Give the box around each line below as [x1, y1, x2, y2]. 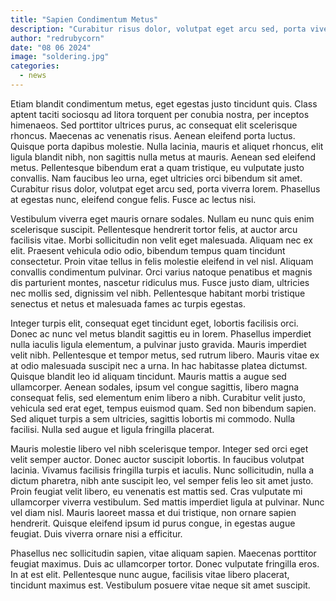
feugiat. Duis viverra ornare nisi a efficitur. [10, 527, 183, 540]
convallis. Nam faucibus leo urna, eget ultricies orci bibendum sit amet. [10, 172, 303, 184]
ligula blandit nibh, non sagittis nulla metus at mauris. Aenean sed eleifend [10, 151, 316, 163]
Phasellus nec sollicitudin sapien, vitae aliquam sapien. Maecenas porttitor [10, 547, 317, 559]
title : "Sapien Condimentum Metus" [10, 14, 159, 25]
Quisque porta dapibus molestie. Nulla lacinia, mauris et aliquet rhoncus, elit [10, 140, 324, 152]
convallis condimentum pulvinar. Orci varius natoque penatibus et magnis [10, 266, 313, 278]
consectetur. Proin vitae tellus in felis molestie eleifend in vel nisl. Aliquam [10, 255, 314, 267]
